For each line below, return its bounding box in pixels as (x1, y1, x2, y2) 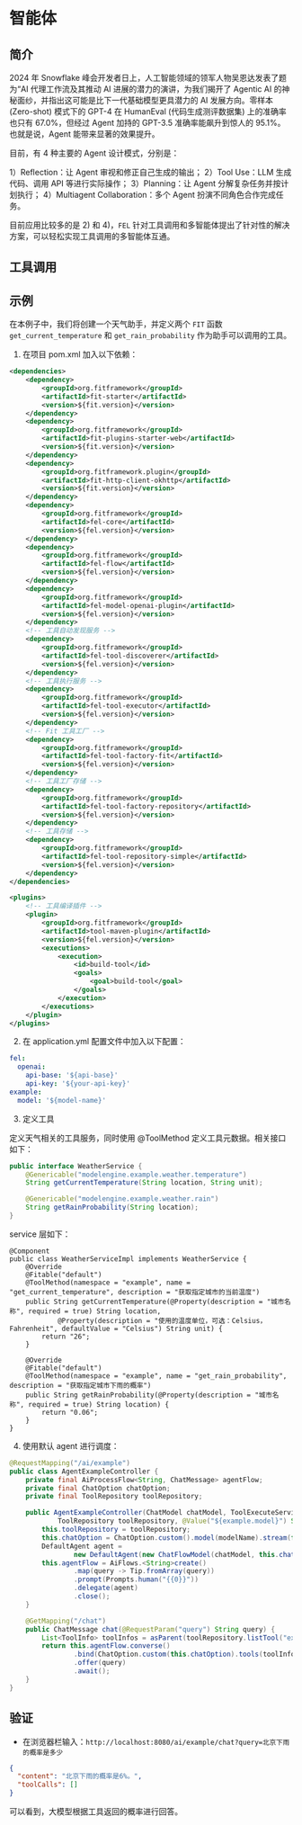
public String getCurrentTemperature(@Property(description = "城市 (25, 1297, 285, 1306)
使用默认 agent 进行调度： (22, 1440, 120, 1451)
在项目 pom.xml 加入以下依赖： (22, 349, 138, 360)
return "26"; (41, 1332, 91, 1341)
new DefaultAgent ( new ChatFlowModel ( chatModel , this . (73, 1550, 280, 1559)
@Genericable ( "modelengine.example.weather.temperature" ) (25, 1170, 247, 1179)
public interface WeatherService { (9, 1161, 143, 1170)
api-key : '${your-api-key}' (25, 1079, 130, 1088)
